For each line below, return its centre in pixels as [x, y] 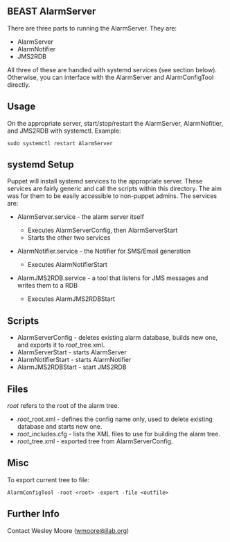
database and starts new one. [60, 427]
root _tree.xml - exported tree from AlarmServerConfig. [95, 441]
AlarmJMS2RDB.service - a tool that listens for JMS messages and [113, 278]
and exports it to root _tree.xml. [61, 345]
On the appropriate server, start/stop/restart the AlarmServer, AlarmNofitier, [115, 123]
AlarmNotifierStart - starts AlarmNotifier [74, 360]
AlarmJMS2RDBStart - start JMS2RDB [72, 367]
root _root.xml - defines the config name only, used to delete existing [115, 419]
